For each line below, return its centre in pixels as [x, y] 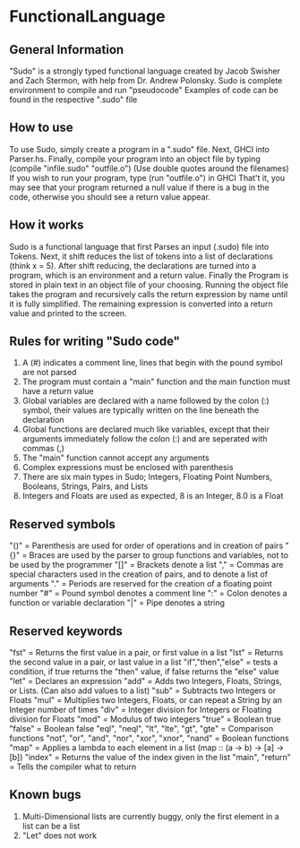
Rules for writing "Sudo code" [95, 342]
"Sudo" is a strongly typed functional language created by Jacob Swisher [145, 71]
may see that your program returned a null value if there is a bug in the [140, 187]
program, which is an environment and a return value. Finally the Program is [149, 275]
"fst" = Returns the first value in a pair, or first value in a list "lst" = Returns [146, 653]
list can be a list [51, 826]
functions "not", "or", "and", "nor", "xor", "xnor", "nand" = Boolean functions [149, 738]
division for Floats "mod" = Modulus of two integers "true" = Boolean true [145, 719]
